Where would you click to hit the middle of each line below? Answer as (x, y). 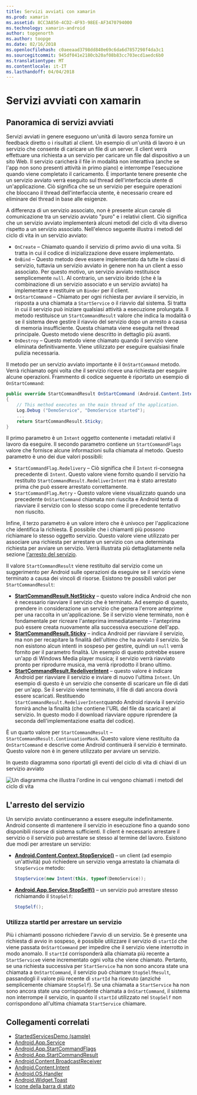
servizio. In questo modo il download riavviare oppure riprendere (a (96, 715)
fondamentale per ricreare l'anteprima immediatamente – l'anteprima (97, 621)
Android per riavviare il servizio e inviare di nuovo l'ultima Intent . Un (97, 677)
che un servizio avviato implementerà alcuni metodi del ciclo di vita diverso (97, 223)
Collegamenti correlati (48, 1022)
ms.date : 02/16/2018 (31, 45)
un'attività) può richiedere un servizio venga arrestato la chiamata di (97, 862)
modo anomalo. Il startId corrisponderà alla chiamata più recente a (88, 954)
